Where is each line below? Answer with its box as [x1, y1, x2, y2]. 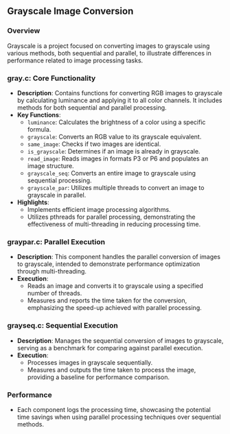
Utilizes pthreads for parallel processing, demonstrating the [27, 213, 196, 221]
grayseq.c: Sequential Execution [7, 321, 118, 330]
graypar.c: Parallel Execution [7, 237, 105, 246]
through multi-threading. [16, 267, 87, 276]
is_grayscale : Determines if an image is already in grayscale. [27, 147, 200, 155]
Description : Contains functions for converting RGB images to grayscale [16, 88, 223, 97]
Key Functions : [16, 110, 61, 119]
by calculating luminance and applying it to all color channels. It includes [16, 96, 222, 104]
